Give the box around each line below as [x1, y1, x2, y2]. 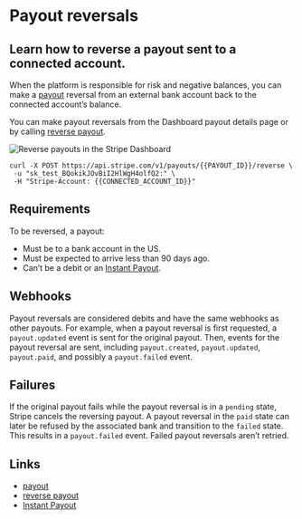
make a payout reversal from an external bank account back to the [9, 90, 258, 100]
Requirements [9, 201, 90, 217]
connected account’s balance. [9, 99, 122, 110]
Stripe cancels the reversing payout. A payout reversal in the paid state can [9, 411, 289, 422]
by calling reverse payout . [9, 126, 106, 137]
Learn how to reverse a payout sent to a [9, 42, 237, 57]
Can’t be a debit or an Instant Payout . [22, 262, 161, 273]
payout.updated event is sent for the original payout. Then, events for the [9, 332, 280, 342]
